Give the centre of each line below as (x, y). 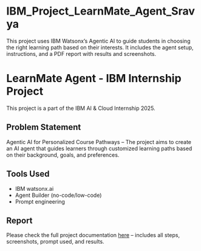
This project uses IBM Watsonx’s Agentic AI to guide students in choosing (98, 41)
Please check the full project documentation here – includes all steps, (93, 235)
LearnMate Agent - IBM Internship (94, 79)
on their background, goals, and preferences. (63, 155)
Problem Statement (44, 127)
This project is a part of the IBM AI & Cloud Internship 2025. (81, 108)
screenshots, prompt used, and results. (55, 242)
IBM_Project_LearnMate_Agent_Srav (101, 11)
